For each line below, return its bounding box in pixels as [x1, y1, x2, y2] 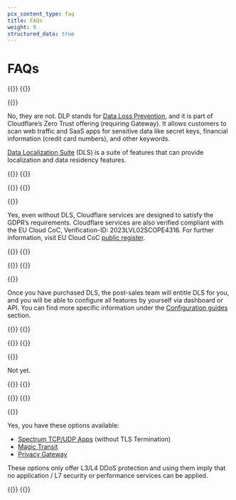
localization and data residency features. [7, 156, 127, 164]
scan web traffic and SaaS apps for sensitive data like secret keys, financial [7, 127, 229, 136]
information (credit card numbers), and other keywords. [7, 134, 171, 143]
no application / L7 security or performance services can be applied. [7, 472, 208, 480]
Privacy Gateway [17, 450, 68, 459]
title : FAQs [7, 17, 43, 24]
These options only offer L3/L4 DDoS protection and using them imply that [7, 464, 226, 472]
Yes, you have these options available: [7, 421, 119, 430]
